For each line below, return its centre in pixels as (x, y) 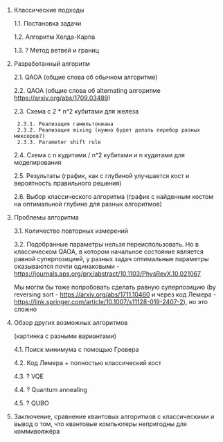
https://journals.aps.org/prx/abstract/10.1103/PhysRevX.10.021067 (107, 274)
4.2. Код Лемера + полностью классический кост (87, 363)
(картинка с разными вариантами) (65, 336)
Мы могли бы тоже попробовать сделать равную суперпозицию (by (115, 287)
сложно (25, 309)
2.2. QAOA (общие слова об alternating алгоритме (87, 90)
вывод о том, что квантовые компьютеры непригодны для (100, 424)
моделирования (37, 162)
